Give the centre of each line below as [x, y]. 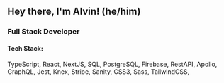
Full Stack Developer [44, 32]
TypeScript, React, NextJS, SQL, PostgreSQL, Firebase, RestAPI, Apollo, [112, 64]
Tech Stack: [26, 48]
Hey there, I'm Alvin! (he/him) [74, 12]
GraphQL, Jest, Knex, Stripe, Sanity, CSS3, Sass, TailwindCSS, [99, 71]
